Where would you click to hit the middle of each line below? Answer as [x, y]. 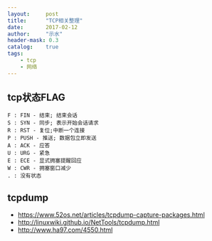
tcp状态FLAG [36, 98]
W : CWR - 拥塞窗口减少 [39, 168]
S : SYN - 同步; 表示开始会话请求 [53, 123]
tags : [15, 54]
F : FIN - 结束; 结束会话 [43, 116]
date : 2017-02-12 [43, 27]
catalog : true [33, 47]
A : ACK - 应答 [29, 146]
